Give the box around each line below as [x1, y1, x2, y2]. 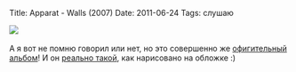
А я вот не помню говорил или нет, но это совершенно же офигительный [9, 44, 287, 53]
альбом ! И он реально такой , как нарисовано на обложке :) [9, 52, 236, 63]
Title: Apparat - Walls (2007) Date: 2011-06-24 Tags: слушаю [9, 8, 234, 18]
